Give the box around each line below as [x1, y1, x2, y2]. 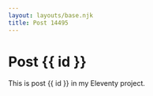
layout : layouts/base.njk [8, 11, 93, 20]
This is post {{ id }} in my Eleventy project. [8, 79, 146, 88]
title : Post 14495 [8, 19, 69, 27]
